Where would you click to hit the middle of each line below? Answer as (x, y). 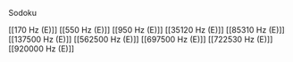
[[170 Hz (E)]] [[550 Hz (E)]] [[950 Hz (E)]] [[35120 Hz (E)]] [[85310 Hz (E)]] (146, 30)
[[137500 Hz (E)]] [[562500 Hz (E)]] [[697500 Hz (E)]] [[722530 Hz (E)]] (141, 39)
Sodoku (23, 13)
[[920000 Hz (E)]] (42, 49)
